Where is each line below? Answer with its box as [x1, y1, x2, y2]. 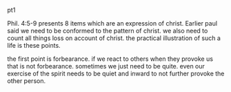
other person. [7, 77, 46, 85]
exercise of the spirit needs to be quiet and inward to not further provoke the [7, 69, 225, 77]
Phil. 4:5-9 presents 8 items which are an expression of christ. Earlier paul [7, 19, 218, 27]
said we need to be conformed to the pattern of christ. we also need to [7, 27, 208, 35]
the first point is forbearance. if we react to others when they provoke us [7, 55, 214, 63]
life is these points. [7, 42, 61, 49]
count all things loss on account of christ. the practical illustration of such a [7, 34, 221, 42]
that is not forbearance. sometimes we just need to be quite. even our [7, 62, 205, 70]
